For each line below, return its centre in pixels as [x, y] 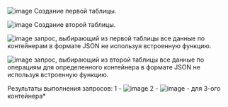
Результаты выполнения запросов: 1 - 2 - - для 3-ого [114, 88]
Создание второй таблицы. [75, 24]
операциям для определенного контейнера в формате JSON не [104, 67]
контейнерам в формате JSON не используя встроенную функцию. [109, 46]
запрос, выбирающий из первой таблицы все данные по [120, 38]
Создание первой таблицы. [75, 11]
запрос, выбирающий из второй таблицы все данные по [119, 60]
